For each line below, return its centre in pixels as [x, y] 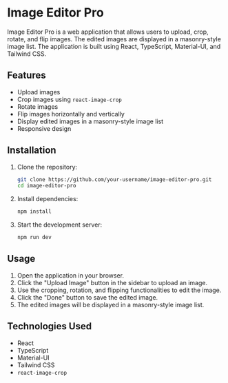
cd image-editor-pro [46, 186]
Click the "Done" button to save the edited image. [87, 297]
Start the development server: [60, 225]
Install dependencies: [48, 199]
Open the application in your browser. [71, 275]
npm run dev [34, 238]
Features [27, 75]
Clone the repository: [47, 167]
